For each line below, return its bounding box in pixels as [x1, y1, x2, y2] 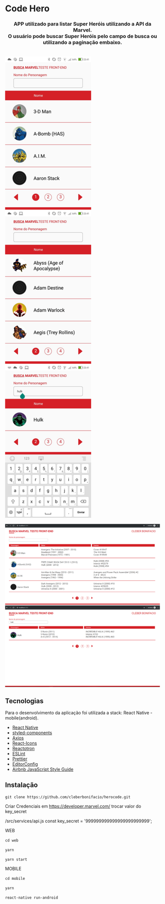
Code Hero [5, 3, 50, 14]
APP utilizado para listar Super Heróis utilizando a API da [13, 21, 152, 28]
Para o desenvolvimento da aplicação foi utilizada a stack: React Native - [5, 710, 153, 716]
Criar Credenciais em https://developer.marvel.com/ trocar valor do [5, 803, 141, 810]
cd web [5, 838, 19, 843]
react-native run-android [5, 895, 58, 901]
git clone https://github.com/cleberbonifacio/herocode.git [5, 795, 131, 800]
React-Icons [12, 740, 37, 746]
